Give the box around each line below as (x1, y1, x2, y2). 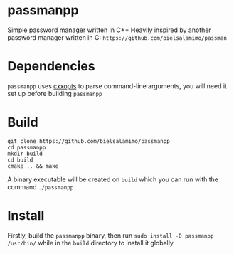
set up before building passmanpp (7, 89, 102, 97)
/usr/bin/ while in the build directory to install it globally (7, 238, 174, 247)
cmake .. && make (7, 162, 59, 169)
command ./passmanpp (7, 182, 74, 191)
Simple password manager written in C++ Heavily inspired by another (7, 26, 211, 34)
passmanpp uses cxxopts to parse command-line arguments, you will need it (7, 81, 228, 90)
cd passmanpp (7, 144, 46, 151)
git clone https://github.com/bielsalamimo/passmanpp (7, 137, 171, 144)
